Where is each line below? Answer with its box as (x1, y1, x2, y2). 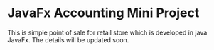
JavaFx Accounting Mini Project (7, 5, 200, 21)
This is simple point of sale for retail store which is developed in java (7, 28, 208, 37)
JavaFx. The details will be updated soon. (7, 35, 129, 44)
